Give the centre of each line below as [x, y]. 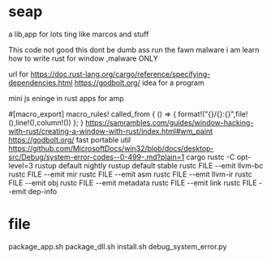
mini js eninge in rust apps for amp [66, 98]
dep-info [43, 191]
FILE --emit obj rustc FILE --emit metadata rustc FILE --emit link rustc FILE [133, 183]
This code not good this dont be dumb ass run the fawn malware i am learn [134, 49]
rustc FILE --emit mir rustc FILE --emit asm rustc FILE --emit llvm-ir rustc [131, 174]
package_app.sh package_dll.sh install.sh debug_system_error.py [118, 246]
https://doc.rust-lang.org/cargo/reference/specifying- [120, 74]
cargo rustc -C [211, 157]
